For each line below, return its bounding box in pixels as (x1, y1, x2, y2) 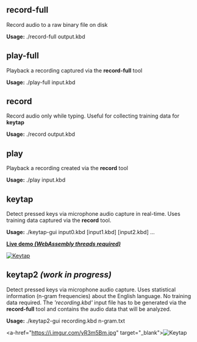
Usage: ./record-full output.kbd (6, 33, 85, 40)
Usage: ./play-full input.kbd (6, 79, 76, 86)
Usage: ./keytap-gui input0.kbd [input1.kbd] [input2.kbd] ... (6, 229, 156, 236)
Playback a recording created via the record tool (6, 165, 128, 172)
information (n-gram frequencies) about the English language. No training (6, 292, 192, 299)
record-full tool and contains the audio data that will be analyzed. (6, 305, 171, 313)
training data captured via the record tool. (6, 216, 112, 224)
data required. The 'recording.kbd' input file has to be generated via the (6, 299, 187, 306)
